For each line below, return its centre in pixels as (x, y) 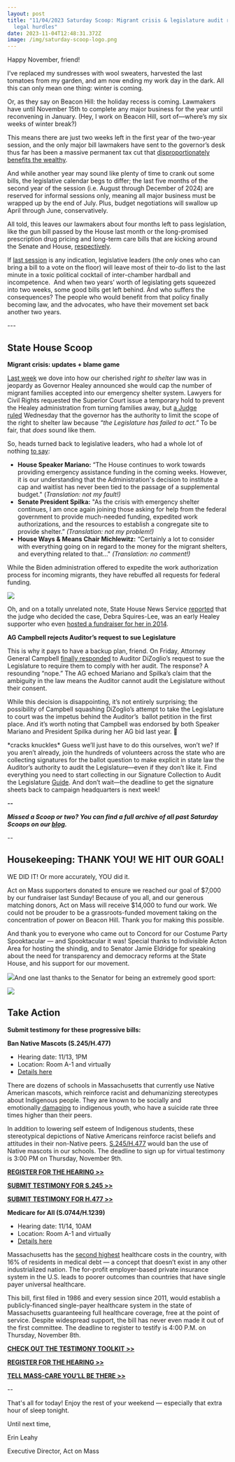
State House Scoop (50, 347)
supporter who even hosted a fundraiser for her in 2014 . (88, 624)
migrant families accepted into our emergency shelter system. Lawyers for (114, 393)
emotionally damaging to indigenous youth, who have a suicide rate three (113, 1107)
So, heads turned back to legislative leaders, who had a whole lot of (105, 443)
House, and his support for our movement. (69, 963)
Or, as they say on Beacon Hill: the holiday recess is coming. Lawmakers (112, 101)
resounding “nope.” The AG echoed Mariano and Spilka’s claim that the (109, 673)
